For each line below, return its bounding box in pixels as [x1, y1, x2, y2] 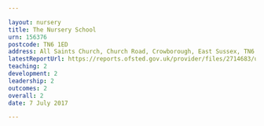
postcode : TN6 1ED [8, 40, 68, 48]
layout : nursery [8, 18, 61, 26]
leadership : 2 [8, 76, 55, 85]
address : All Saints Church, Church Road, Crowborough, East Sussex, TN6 [8, 48, 255, 56]
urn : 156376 [8, 33, 47, 41]
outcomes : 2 [8, 84, 47, 92]
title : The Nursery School [8, 25, 97, 34]
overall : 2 [8, 91, 44, 99]
